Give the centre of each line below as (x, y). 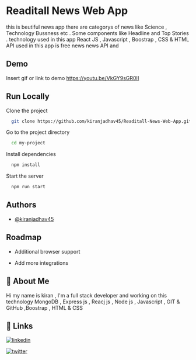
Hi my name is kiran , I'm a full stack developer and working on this (87, 295)
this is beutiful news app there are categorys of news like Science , (87, 27)
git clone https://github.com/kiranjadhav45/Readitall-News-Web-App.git (101, 121)
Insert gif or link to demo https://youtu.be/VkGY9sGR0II (73, 78)
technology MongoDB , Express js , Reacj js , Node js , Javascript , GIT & (93, 302)
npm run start (28, 187)
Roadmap (24, 238)
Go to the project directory (38, 132)
